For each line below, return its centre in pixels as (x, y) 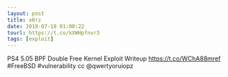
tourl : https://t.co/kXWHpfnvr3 (53, 33)
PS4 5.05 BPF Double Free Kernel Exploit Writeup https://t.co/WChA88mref (114, 58)
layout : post (26, 13)
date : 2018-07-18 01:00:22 (46, 26)
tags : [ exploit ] (30, 39)
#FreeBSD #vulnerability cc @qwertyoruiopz (70, 66)
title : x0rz (24, 20)
